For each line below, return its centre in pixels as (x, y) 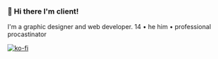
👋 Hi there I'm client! (43, 11)
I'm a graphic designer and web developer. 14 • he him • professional (109, 27)
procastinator (27, 34)
